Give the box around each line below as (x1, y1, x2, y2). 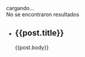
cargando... (6, 5, 34, 11)
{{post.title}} (14, 28, 64, 38)
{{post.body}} (14, 43, 49, 51)
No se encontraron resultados (6, 11, 80, 18)
